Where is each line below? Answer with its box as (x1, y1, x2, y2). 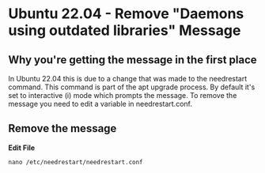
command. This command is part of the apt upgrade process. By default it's (8, 82, 256, 92)
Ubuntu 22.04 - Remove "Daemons (8, 5, 244, 23)
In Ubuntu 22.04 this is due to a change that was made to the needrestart (8, 74, 248, 83)
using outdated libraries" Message (8, 21, 241, 39)
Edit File (8, 143, 36, 152)
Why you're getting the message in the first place (8, 53, 257, 66)
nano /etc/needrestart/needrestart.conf (8, 158, 144, 166)
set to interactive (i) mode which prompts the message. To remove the (8, 91, 237, 100)
